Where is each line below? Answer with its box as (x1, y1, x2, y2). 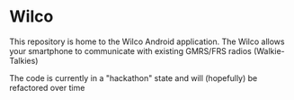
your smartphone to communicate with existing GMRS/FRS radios (9, 45, 252, 56)
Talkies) (9, 55, 39, 66)
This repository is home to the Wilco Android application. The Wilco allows (9, 36, 285, 47)
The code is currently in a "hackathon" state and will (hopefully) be (9, 72, 258, 83)
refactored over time (9, 82, 85, 93)
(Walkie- (253, 45, 285, 56)
